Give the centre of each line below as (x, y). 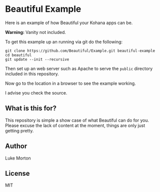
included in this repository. (32, 74)
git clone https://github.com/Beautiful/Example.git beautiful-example (80, 51)
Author (16, 146)
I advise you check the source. (36, 93)
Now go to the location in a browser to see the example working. (71, 83)
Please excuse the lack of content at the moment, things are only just (75, 125)
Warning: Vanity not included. (36, 32)
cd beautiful (18, 55)
